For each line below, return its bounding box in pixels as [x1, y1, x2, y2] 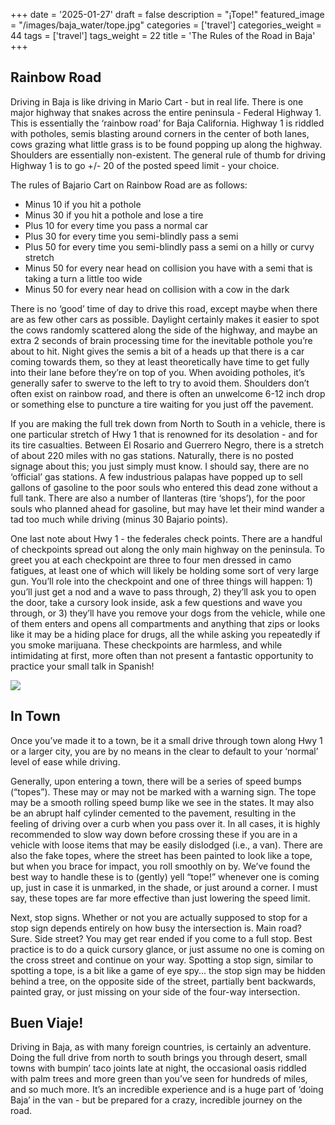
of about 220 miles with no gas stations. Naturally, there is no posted [10, 449, 294, 461]
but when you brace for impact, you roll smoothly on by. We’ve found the [10, 860, 311, 872]
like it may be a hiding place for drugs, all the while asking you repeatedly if [10, 628, 321, 640]
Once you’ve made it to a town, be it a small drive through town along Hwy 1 [10, 734, 323, 746]
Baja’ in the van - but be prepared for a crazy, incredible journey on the [10, 1094, 303, 1106]
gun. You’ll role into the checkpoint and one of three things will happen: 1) [10, 575, 313, 587]
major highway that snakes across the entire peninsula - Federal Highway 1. [10, 106, 322, 118]
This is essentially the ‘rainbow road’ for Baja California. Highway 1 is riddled [10, 117, 325, 129]
